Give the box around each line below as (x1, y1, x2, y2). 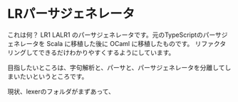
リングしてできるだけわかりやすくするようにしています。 (7, 48, 175, 57)
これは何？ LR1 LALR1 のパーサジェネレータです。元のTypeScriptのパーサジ (7, 30, 228, 39)
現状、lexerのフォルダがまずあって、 (7, 87, 115, 96)
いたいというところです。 (13, 72, 88, 81)
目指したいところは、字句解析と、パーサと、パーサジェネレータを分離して (7, 63, 225, 72)
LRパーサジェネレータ (7, 6, 135, 22)
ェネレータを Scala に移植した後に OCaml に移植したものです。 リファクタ (7, 39, 227, 47)
